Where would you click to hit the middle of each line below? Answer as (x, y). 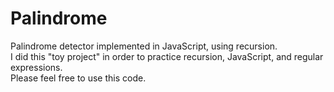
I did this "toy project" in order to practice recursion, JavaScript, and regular (167, 56)
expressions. (36, 67)
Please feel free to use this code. (78, 78)
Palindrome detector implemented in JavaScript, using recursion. (144, 46)
